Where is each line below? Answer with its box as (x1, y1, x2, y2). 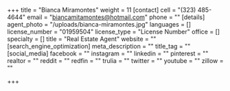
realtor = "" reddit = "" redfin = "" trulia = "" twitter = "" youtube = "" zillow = (7, 57, 224, 64)
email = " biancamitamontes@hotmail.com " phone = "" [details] (27, 13, 205, 21)
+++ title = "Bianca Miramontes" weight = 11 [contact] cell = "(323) (7, 6, 196, 14)
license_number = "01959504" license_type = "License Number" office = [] (7, 27, 220, 36)
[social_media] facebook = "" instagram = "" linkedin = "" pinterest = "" (7, 49, 209, 57)
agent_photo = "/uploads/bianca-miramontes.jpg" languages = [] (7, 21, 191, 28)
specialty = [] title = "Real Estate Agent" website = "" (7, 35, 157, 43)
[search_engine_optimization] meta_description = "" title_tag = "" (7, 42, 191, 50)
